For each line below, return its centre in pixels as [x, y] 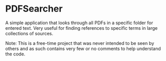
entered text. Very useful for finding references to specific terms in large [81, 28]
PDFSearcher [34, 9]
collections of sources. [29, 33]
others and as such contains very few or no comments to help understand [83, 48]
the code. [15, 54]
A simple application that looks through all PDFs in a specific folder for [79, 23]
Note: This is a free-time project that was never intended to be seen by [80, 43]
